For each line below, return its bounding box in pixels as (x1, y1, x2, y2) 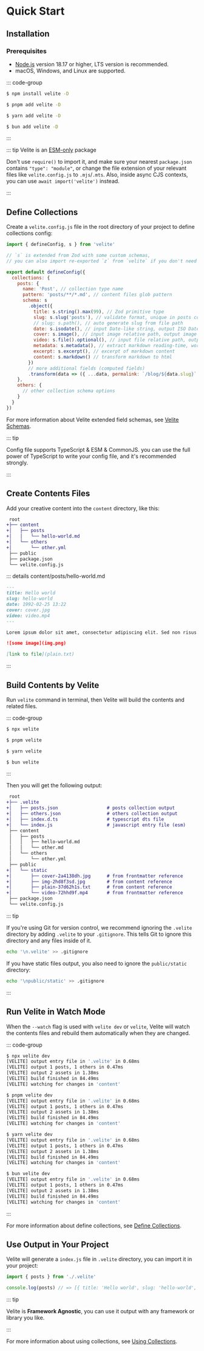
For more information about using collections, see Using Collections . (6, 1338, 178, 1345)
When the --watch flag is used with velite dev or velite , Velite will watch (6, 1023, 190, 1030)
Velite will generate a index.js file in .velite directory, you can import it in (6, 1255, 192, 1263)
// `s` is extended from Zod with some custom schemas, (6, 253, 151, 259)
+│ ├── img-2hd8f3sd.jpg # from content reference (6, 879, 172, 885)
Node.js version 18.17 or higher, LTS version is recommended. (15, 60, 169, 68)
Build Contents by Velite (6, 680, 100, 690)
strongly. (6, 458, 29, 466)
